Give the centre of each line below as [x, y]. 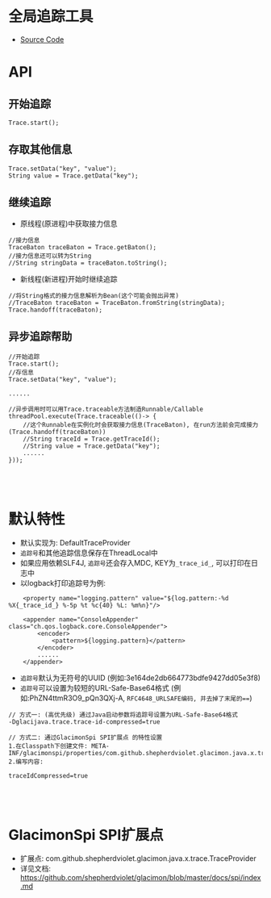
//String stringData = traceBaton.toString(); [88, 263]
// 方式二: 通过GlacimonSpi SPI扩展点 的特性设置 [85, 738]
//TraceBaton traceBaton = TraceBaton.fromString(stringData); [117, 303]
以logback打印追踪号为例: [63, 583]
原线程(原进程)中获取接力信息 [69, 223]
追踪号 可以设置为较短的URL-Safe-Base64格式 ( [97, 688]
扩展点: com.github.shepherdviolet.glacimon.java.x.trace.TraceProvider [138, 858]
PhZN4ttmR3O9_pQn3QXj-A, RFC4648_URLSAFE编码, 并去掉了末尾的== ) [141, 698]
